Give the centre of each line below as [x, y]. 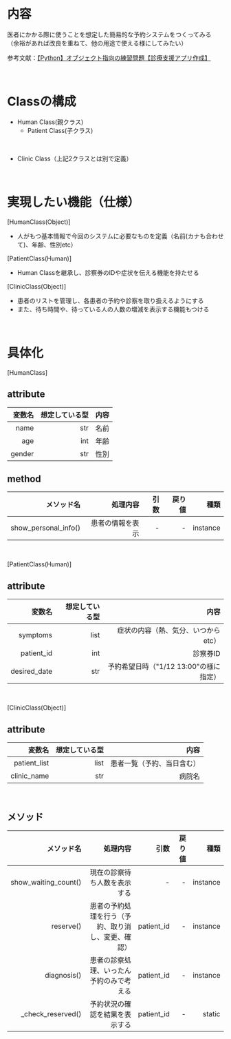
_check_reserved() [51, 1014]
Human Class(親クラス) [50, 122]
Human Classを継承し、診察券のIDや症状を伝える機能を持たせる [108, 272]
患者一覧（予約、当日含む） [155, 763]
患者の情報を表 [115, 523]
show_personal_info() [46, 528]
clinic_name [30, 776]
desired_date [32, 671]
